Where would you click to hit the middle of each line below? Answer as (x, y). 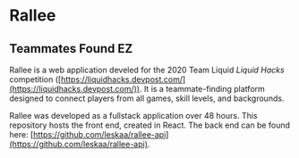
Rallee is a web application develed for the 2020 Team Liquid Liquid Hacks (147, 70)
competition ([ (35, 79)
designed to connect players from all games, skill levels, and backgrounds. (147, 98)
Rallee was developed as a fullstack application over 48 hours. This (133, 116)
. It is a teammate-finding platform (202, 89)
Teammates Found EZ (71, 49)
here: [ (21, 134)
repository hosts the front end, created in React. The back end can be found (150, 125)
